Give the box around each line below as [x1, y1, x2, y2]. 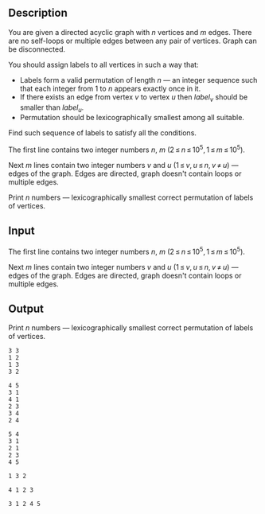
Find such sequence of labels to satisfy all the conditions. [8, 128, 197, 138]
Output [8, 302, 44, 315]
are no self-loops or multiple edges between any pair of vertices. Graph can [8, 36, 257, 45]
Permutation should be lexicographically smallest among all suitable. [19, 113, 245, 123]
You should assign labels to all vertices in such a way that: [8, 60, 199, 69]
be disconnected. [8, 44, 66, 54]
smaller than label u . [19, 103, 84, 114]
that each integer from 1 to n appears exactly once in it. [19, 84, 201, 93]
